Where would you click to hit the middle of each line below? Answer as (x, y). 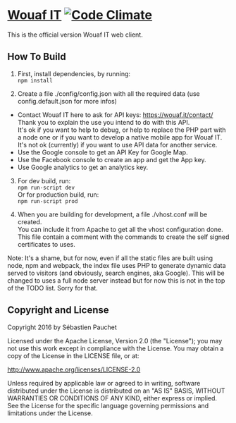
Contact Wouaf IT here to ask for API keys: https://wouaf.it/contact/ (115, 115)
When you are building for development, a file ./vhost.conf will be (112, 214)
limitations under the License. (50, 413)
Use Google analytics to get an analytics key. (83, 167)
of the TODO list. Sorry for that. (53, 288)
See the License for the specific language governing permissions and (108, 405)
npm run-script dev (46, 188)
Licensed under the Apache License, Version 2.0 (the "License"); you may (115, 341)
